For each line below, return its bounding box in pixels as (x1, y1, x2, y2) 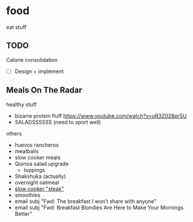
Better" (14, 210, 32, 217)
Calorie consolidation (6, 56, 58, 63)
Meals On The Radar (6, 85, 83, 95)
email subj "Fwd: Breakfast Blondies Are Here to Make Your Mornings (14, 204, 184, 211)
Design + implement (14, 68, 64, 75)
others (6, 130, 22, 137)
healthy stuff (6, 101, 37, 108)
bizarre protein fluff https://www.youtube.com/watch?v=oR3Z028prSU (14, 112, 187, 119)
